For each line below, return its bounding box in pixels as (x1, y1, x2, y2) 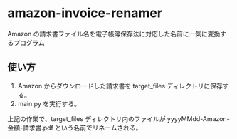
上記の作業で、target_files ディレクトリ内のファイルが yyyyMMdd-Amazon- (7, 114, 230, 123)
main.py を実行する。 (17, 99, 80, 108)
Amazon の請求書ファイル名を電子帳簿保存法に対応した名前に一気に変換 (7, 29, 221, 38)
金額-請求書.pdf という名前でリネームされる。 (7, 123, 142, 132)
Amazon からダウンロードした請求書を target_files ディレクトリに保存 (17, 81, 223, 90)
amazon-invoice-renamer (7, 5, 162, 21)
